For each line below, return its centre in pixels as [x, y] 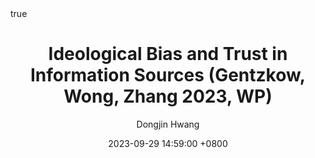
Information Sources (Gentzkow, [168, 75]
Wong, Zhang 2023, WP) [168, 96]
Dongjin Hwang [168, 124]
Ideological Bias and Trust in [168, 54]
